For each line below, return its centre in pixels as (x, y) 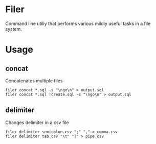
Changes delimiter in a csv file (37, 122)
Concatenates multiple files (34, 81)
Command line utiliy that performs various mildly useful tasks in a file (78, 23)
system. (14, 29)
